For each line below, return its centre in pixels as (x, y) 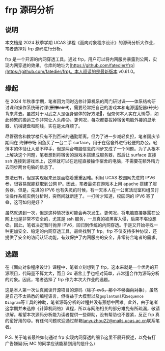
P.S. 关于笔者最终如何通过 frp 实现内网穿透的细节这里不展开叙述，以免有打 (81, 337)
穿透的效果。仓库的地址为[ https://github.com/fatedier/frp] (76, 65)
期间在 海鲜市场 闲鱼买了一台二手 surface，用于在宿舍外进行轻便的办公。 (79, 142)
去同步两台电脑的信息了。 (31, 167)
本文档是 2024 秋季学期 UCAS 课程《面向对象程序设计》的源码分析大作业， (81, 43)
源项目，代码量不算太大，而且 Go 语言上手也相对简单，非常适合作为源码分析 (82, 273)
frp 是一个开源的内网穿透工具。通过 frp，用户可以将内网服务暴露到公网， (79, 59)
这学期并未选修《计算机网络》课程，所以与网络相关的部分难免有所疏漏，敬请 (82, 308)
